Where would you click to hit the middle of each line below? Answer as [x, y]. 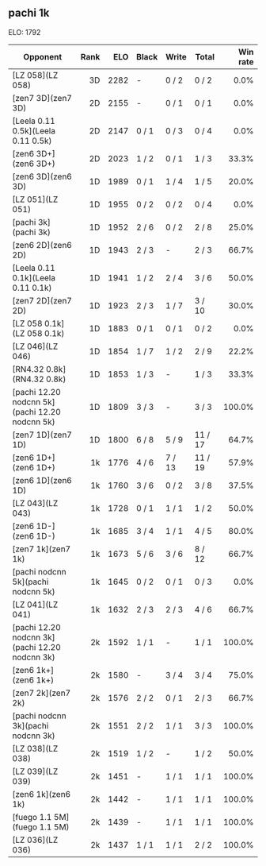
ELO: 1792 [25, 32]
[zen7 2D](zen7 [42, 300]
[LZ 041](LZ [35, 605]
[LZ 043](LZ [35, 503]
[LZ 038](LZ [35, 748]
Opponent [42, 56]
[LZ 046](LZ [35, 346]
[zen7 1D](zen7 [42, 435]
